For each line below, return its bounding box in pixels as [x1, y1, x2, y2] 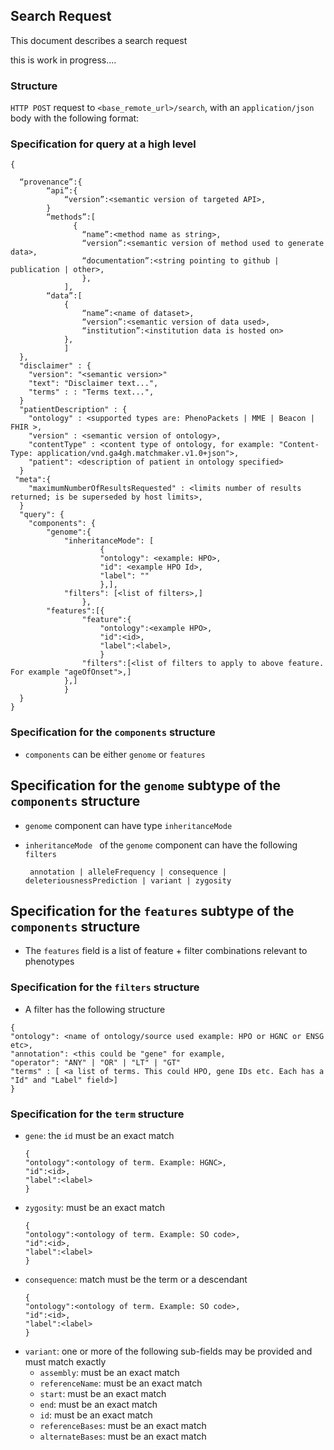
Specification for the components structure [10, 725, 216, 739]
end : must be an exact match [39, 1398, 158, 1410]
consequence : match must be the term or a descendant [24, 1273, 248, 1285]
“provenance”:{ [19, 177, 83, 188]
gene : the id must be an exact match [24, 1129, 175, 1141]
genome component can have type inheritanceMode [24, 819, 233, 831]
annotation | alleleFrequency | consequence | [29, 867, 227, 877]
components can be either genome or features [24, 748, 206, 760]
